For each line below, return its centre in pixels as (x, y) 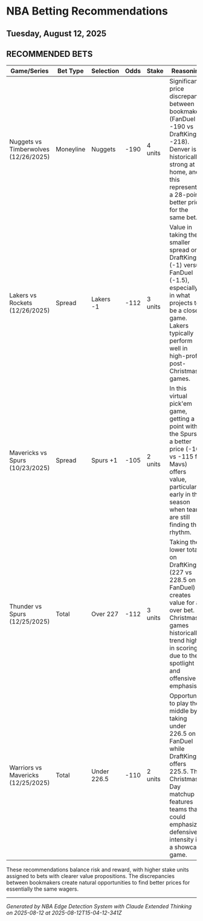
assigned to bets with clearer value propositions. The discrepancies (91, 876)
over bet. (182, 610)
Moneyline (71, 150)
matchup (182, 794)
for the (179, 210)
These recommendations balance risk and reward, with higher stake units (98, 870)
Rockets (21, 303)
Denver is (183, 150)
